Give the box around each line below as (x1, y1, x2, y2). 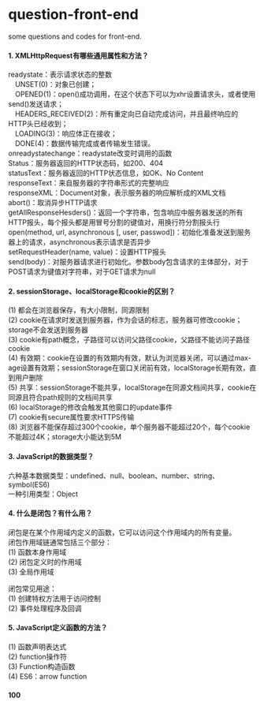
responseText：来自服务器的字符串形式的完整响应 (8, 178, 169, 188)
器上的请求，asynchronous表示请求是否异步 (8, 237, 151, 247)
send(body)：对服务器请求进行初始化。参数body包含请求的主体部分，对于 (8, 257, 249, 267)
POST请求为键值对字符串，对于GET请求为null (8, 267, 156, 277)
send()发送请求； (8, 99, 65, 109)
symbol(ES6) (8, 480, 50, 489)
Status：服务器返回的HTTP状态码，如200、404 (8, 159, 164, 168)
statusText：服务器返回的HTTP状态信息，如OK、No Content (8, 168, 204, 178)
